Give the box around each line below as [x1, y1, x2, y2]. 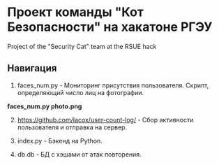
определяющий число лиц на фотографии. [17, 88, 144, 96]
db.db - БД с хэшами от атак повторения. [17, 150, 142, 158]
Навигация [7, 62, 57, 74]
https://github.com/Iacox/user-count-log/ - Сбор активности [17, 115, 194, 124]
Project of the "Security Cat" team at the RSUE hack [7, 42, 157, 50]
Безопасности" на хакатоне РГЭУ [7, 19, 213, 35]
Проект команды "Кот [7, 4, 144, 20]
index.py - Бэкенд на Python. [17, 136, 103, 145]
